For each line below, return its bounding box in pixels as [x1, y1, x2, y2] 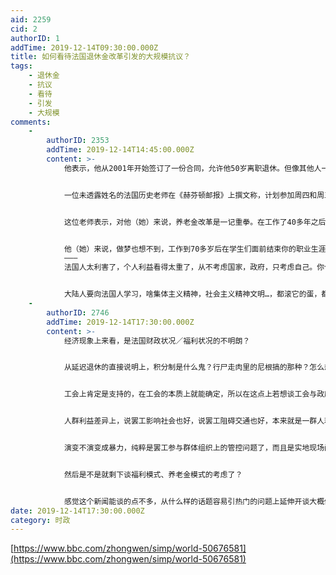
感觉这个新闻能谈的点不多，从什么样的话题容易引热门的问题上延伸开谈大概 [63, 496, 325, 506]
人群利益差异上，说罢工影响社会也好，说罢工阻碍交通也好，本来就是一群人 [63, 416, 325, 426]
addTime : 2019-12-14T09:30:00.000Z [10, 42, 159, 53]
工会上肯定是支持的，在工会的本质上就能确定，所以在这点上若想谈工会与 [63, 389, 318, 400]
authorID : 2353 [46, 136, 110, 146]
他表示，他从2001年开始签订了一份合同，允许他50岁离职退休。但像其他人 [63, 163, 322, 173]
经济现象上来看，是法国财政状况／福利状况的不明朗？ [63, 336, 251, 346]
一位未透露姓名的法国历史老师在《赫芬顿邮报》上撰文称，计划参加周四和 [63, 190, 318, 200]
